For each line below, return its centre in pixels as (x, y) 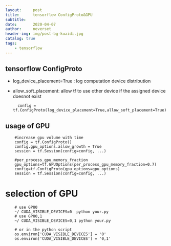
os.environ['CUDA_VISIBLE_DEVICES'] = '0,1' (63, 239)
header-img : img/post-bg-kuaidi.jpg (44, 34)
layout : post (24, 10)
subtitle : (16, 19)
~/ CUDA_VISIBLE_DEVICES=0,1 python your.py (63, 221)
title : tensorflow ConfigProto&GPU (49, 15)
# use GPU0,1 (28, 216)
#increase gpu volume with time (49, 138)
